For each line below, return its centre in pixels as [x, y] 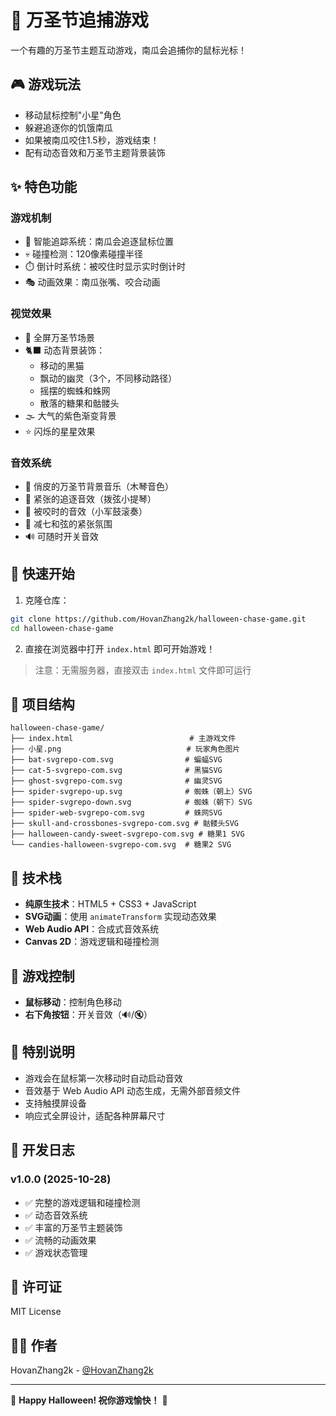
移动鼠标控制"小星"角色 [73, 115]
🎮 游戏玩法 [45, 84]
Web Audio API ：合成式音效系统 [92, 929]
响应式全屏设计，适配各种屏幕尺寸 [95, 1115]
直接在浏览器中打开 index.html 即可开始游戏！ [120, 648]
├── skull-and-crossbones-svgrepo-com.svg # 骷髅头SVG [124, 824]
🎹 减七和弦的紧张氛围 [68, 524]
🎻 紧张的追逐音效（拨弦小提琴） [90, 499]
